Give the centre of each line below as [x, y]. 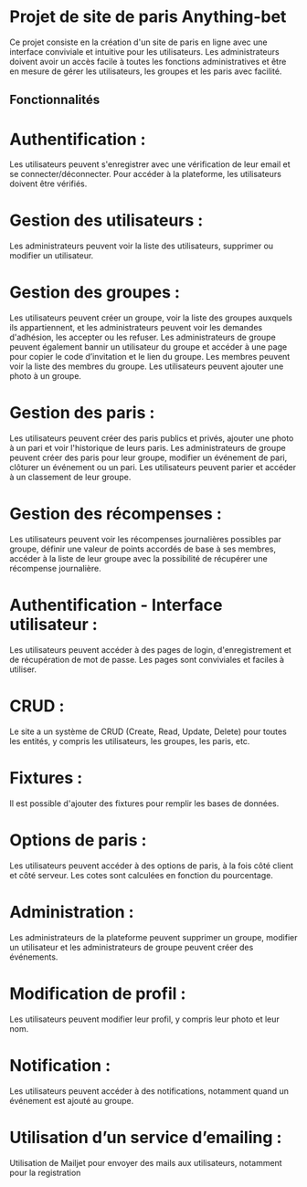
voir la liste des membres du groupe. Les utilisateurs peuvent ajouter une [147, 366]
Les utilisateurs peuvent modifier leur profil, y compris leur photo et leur [145, 1019]
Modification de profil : [98, 993]
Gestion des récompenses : [116, 514]
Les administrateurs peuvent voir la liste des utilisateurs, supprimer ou [142, 246]
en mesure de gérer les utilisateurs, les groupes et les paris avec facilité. [146, 71]
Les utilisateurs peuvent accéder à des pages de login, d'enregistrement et [151, 649]
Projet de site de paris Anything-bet [148, 17]
